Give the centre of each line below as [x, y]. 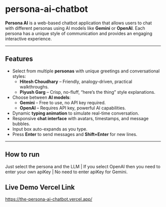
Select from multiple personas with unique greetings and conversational [86, 71]
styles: [19, 76]
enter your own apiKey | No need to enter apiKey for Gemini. [66, 172]
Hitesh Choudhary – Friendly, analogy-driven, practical [76, 81]
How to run [22, 155]
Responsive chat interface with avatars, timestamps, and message [81, 118]
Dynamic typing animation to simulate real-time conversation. [76, 113]
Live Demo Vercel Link [40, 187]
